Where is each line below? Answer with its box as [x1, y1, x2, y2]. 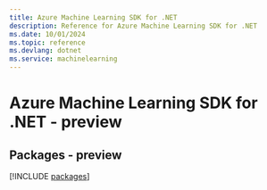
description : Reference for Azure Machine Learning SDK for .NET [9, 21, 257, 30]
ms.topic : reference [9, 37, 87, 47]
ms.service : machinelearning [9, 54, 118, 63]
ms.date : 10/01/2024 [9, 29, 87, 38]
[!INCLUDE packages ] [9, 171, 90, 181]
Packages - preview [9, 147, 122, 162]
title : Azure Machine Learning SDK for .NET [9, 12, 178, 22]
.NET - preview [9, 112, 122, 132]
